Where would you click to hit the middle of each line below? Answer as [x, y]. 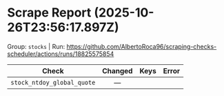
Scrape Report [49, 13]
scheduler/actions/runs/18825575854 [61, 54]
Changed [118, 70]
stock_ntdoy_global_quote [53, 82]
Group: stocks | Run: [36, 46]
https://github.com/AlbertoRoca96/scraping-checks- [142, 46]
